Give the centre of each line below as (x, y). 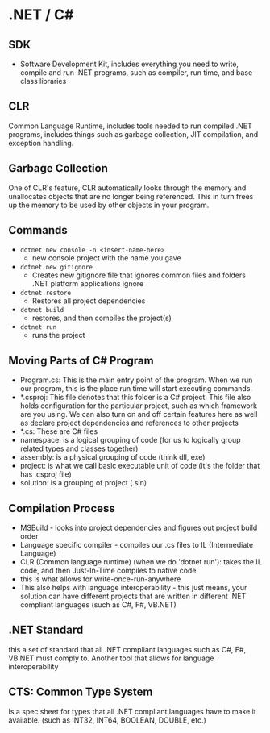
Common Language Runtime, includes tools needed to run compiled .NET (130, 126)
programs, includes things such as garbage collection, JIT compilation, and (133, 134)
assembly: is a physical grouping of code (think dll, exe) (112, 457)
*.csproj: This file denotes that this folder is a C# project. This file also (135, 398)
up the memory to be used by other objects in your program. (109, 205)
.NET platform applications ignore (88, 284)
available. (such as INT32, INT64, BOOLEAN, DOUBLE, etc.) (108, 720)
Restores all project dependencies (89, 301)
